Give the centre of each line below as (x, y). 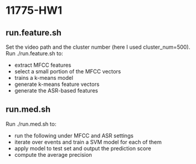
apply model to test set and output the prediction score (83, 148)
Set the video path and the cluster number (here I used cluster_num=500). (98, 47)
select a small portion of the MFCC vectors (68, 71)
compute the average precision (53, 154)
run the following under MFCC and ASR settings (74, 135)
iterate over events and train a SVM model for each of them (88, 142)
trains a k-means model (44, 78)
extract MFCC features (43, 65)
